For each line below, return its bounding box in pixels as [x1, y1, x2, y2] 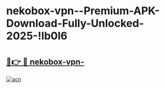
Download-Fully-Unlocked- [6, 17, 144, 30]
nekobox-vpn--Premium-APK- [6, 4, 160, 18]
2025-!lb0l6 [6, 30, 68, 43]
